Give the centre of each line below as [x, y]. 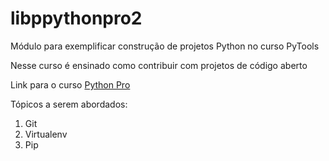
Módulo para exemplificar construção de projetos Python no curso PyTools [165, 46]
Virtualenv [46, 134]
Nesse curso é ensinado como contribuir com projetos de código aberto [159, 65]
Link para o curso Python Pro [70, 84]
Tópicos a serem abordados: [69, 104]
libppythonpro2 [76, 18]
